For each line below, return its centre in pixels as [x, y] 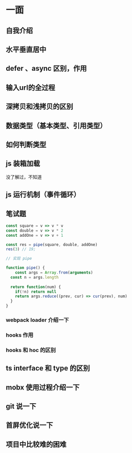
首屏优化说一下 [29, 425]
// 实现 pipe [19, 259]
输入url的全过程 [30, 87]
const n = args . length [35, 277]
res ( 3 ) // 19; [21, 249]
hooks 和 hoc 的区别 [31, 350]
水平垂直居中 [26, 49]
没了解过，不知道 [24, 177]
